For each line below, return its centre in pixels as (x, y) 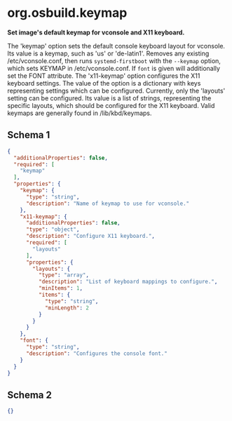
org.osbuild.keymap (67, 13)
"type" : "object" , (53, 229)
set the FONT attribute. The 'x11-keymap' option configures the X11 (104, 76)
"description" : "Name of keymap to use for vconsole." (108, 203)
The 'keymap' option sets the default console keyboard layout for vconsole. (116, 46)
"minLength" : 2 (67, 308)
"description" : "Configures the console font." (97, 353)
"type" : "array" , (64, 275)
